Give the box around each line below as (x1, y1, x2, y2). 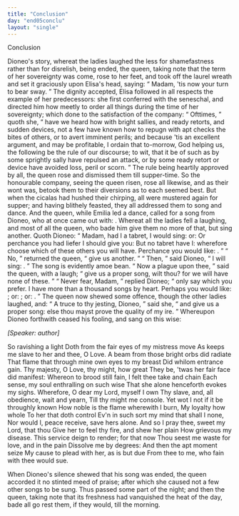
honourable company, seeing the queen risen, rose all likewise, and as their (7, 178, 229, 187)
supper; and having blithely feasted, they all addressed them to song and (7, 201, 223, 210)
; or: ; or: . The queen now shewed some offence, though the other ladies (7, 292, 227, 300)
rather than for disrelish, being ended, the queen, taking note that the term (7, 65, 226, 74)
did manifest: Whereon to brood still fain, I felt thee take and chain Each (7, 373, 218, 382)
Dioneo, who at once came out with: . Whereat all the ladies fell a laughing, (7, 216, 227, 225)
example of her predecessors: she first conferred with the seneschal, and (7, 95, 223, 103)
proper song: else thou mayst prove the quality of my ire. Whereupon (7, 308, 215, 316)
